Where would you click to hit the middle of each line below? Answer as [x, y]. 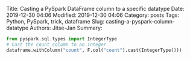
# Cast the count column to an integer [56, 45]
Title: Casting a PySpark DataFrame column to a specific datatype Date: [95, 9]
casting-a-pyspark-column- [140, 21]
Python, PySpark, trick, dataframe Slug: [55, 21]
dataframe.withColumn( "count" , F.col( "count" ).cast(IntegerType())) [94, 50]
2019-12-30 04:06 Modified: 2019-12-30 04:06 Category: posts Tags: [93, 15]
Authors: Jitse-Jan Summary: [66, 28]
